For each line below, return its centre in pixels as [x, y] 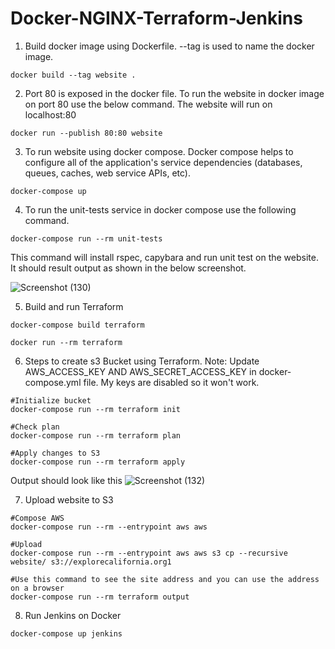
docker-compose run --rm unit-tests [86, 238]
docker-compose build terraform [77, 325]
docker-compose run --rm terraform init [96, 409]
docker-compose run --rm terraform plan [96, 435]
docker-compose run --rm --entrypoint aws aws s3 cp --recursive [149, 553]
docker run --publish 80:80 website [86, 133]
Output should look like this [66, 480]
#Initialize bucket [51, 400]
